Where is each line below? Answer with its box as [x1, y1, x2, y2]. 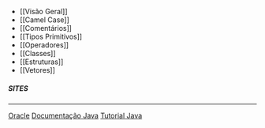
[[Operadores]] [19, 40, 69, 50]
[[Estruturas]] [19, 57, 64, 66]
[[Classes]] [19, 49, 57, 58]
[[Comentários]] [19, 24, 73, 32]
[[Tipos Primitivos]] [19, 32, 83, 41]
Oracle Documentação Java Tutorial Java [8, 111, 143, 120]
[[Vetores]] [19, 66, 55, 74]
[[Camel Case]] [19, 15, 69, 24]
